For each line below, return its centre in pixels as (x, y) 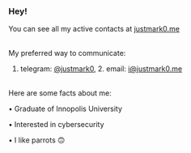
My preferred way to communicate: (67, 53)
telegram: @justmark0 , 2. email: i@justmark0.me (101, 69)
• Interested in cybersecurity (56, 125)
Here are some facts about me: (60, 93)
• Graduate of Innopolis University (66, 109)
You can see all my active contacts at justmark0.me (94, 29)
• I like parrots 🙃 (37, 140)
